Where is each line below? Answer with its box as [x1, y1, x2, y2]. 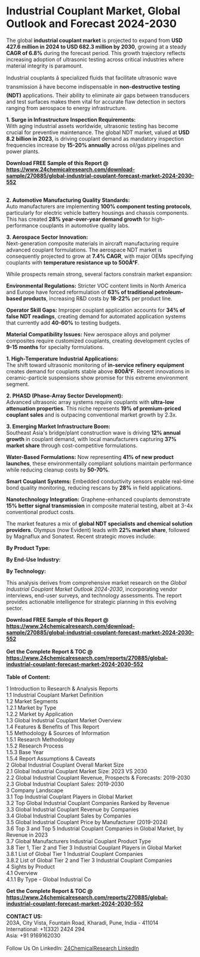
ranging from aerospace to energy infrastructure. [6, 104, 127, 111]
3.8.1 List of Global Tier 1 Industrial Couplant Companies [6, 850, 143, 857]
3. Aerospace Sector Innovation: [6, 233, 88, 241]
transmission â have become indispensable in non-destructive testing [6, 83, 180, 90]
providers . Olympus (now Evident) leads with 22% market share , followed [6, 526, 190, 533]
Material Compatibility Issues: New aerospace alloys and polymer [6, 330, 171, 338]
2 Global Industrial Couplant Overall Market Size [6, 761, 124, 768]
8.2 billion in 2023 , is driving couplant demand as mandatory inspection [6, 135, 184, 142]
